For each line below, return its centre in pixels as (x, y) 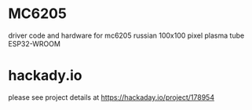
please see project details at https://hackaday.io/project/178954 (111, 97)
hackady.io (45, 76)
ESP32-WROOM (35, 43)
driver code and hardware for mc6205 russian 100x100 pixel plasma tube (126, 35)
